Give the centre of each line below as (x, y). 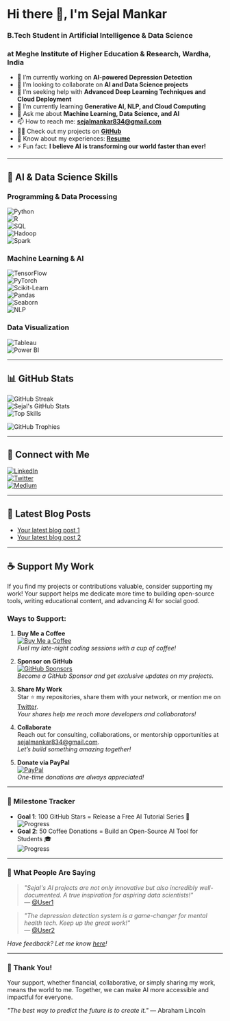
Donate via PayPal (43, 763)
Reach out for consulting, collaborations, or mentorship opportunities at (118, 735)
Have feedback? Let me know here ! (57, 943)
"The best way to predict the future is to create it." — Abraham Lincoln (106, 1011)
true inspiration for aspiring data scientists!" (131, 895)
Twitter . (28, 707)
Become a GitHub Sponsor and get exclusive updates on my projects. (115, 676)
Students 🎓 (34, 838)
